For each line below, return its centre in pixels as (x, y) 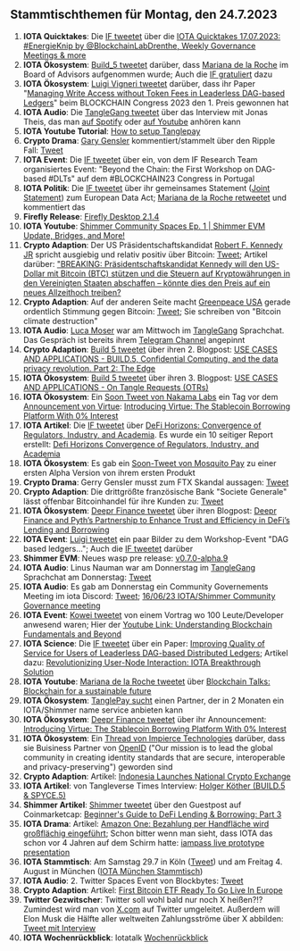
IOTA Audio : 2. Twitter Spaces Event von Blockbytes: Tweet (133, 880)
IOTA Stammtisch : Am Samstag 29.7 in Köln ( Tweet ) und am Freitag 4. (153, 862)
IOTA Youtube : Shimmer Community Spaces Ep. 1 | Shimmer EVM (144, 226)
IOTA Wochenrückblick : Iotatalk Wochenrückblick (116, 938)
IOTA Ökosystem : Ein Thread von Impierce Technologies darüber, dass (154, 738)
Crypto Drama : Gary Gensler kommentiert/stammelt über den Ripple (149, 140)
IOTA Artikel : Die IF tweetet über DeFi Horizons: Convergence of (142, 425)
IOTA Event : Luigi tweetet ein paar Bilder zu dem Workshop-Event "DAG (156, 538)
